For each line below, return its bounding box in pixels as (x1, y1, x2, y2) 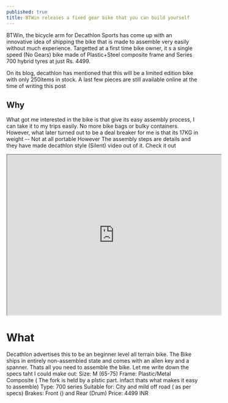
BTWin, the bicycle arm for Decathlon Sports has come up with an (6, 31, 172, 38)
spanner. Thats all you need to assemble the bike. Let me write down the (6, 364, 189, 371)
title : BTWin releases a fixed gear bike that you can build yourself (6, 15, 190, 21)
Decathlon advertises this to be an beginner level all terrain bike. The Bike (6, 350, 192, 358)
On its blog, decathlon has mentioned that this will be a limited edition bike (6, 69, 194, 76)
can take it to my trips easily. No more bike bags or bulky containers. (6, 123, 179, 130)
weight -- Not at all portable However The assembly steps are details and (6, 136, 191, 143)
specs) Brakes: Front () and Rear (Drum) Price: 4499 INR (6, 390, 149, 397)
